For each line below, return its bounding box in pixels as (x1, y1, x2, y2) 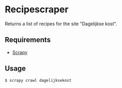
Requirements (5, 36, 51, 44)
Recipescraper (5, 4, 69, 15)
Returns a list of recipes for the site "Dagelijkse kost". (5, 21, 117, 27)
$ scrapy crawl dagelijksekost (5, 78, 72, 83)
